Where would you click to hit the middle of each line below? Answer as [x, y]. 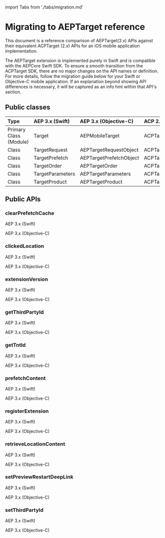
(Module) [18, 142]
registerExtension [27, 411]
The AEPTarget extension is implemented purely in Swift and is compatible [80, 60]
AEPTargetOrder [99, 166]
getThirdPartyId [25, 312]
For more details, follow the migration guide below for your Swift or [73, 76]
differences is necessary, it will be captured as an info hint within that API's [81, 87]
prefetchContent [25, 378]
